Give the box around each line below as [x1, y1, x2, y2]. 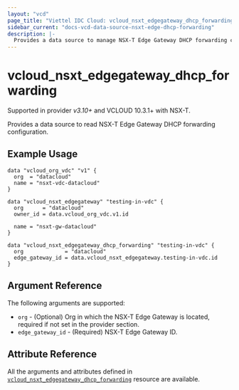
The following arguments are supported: [7, 298, 126, 307]
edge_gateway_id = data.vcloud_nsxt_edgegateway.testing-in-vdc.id [14, 254, 218, 261]
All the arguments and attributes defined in [7, 367, 133, 376]
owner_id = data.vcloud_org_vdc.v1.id [14, 211, 129, 218]
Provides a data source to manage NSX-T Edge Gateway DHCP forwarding [14, 37, 228, 44]
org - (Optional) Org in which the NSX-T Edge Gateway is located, [17, 312, 210, 321]
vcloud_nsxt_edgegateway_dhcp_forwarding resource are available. [7, 374, 201, 383]
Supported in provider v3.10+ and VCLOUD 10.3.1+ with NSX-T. [7, 106, 191, 115]
